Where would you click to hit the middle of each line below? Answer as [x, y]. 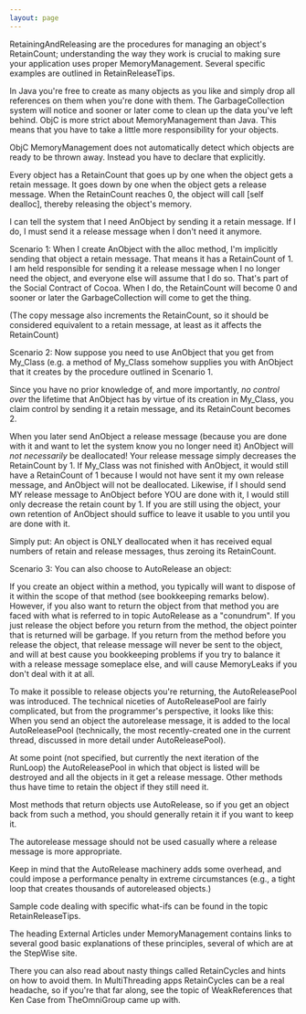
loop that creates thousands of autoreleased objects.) [111, 888]
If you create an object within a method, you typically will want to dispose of [153, 586]
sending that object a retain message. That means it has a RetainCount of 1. [152, 259]
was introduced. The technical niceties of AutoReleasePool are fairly [138, 701]
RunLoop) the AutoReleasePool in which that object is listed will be [135, 767]
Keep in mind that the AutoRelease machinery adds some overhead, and [145, 869]
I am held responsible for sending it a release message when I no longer [145, 268]
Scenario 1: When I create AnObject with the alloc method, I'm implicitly [144, 248]
